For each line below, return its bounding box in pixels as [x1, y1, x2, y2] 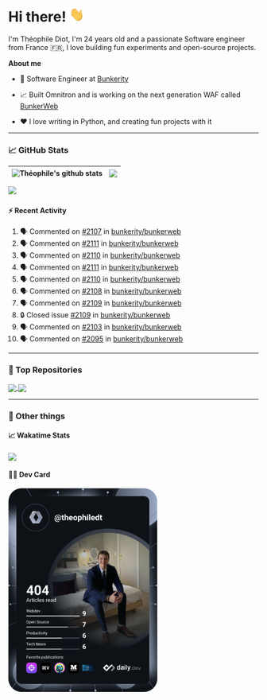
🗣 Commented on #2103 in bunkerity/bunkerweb [19, 322, 182, 332]
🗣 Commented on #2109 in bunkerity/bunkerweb [19, 298, 182, 308]
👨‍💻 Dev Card [8, 470, 51, 480]
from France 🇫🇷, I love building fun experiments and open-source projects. [8, 42, 257, 52]
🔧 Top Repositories [8, 364, 83, 375]
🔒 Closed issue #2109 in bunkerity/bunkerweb [19, 310, 171, 320]
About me [8, 58, 42, 68]
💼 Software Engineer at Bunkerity [19, 74, 129, 84]
